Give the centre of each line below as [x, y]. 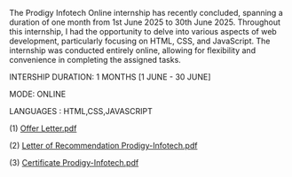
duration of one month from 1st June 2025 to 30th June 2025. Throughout [145, 22]
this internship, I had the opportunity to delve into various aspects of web [143, 31]
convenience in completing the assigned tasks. [95, 60]
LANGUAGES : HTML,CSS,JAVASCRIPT [81, 111]
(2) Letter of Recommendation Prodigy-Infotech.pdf [103, 146]
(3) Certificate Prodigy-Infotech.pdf [74, 162]
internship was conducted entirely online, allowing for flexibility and [132, 50]
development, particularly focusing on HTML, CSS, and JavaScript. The [140, 41]
